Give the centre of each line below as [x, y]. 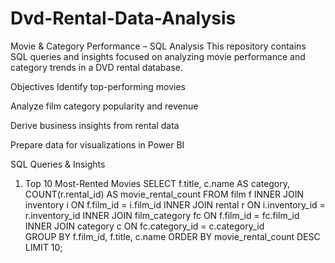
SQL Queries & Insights [58, 164]
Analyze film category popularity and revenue [104, 106]
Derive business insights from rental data [95, 125]
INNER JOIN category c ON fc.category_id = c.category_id [144, 226]
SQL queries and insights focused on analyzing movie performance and [158, 56]
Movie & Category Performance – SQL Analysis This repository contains [158, 46]
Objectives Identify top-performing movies [98, 86]
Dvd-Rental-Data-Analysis [123, 18]
